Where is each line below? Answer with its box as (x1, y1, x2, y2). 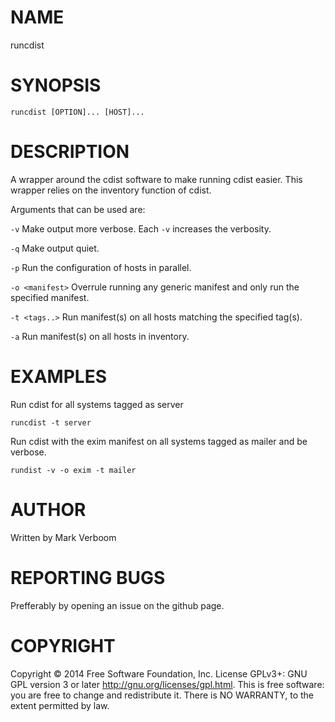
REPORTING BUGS (10, 566, 166, 589)
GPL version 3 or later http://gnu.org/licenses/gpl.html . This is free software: (10, 678, 325, 690)
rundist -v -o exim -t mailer (10, 465, 137, 475)
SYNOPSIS (10, 74, 102, 97)
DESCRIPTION (10, 141, 130, 163)
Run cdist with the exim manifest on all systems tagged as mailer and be (10, 435, 308, 447)
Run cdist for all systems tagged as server (10, 398, 184, 410)
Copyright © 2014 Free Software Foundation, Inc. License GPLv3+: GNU (10, 667, 308, 680)
